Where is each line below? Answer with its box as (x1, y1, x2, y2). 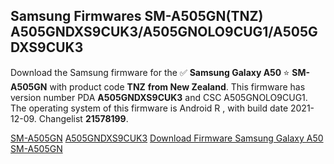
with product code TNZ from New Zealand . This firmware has (49, 80, 306, 93)
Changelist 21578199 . (38, 112, 129, 124)
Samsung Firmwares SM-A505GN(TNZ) (10, 8, 264, 25)
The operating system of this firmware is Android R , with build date (10, 102, 289, 114)
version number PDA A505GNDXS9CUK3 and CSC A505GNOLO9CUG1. (10, 91, 308, 103)
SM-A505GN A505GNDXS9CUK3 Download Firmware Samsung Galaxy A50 (10, 132, 324, 144)
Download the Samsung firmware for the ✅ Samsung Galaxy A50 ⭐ (10, 66, 290, 78)
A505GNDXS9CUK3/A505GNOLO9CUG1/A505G (10, 24, 318, 41)
